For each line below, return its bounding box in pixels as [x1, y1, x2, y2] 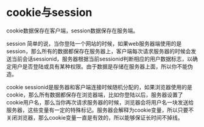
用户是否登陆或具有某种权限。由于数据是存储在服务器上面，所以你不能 [11, 62, 188, 70]
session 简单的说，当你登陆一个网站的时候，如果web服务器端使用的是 [6, 40, 182, 47]
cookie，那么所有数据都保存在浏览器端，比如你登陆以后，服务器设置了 [6, 91, 184, 98]
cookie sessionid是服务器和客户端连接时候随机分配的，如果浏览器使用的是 [6, 83, 193, 90]
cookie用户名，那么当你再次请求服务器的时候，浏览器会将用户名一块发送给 [6, 98, 194, 106]
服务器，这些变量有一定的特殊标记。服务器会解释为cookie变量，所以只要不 [6, 106, 194, 114]
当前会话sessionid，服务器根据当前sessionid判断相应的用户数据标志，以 [11, 55, 193, 62]
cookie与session [6, 5, 93, 20]
